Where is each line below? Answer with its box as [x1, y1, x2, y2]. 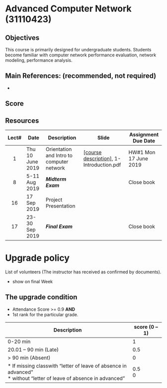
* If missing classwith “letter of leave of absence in [7, 362, 127, 369]
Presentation [45, 202, 76, 209]
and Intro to [45, 152, 73, 159]
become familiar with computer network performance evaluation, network [5, 52, 157, 58]
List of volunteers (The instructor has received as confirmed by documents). [5, 269, 162, 275]
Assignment [129, 131, 159, 138]
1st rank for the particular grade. [12, 311, 79, 317]
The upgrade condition [5, 293, 78, 302]
